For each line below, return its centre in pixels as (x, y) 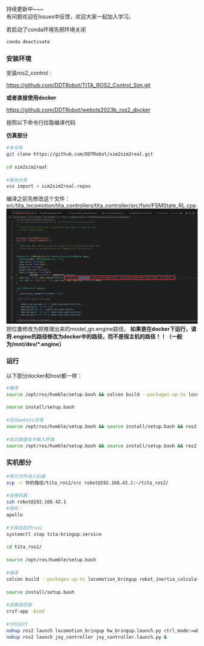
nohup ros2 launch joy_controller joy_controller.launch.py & (87, 637)
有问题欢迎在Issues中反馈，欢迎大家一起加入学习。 (70, 16)
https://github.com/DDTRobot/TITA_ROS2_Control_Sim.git (78, 85)
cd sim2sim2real (27, 167)
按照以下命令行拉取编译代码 (41, 122)
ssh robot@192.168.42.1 (36, 502)
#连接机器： (19, 495)
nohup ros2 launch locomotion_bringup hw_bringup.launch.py (84, 630)
